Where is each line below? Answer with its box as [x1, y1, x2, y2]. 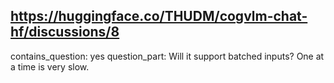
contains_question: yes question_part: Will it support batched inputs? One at [10, 50, 325, 62]
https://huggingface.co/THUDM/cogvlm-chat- [10, 8, 308, 25]
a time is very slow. [10, 60, 90, 73]
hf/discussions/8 [10, 24, 120, 41]
